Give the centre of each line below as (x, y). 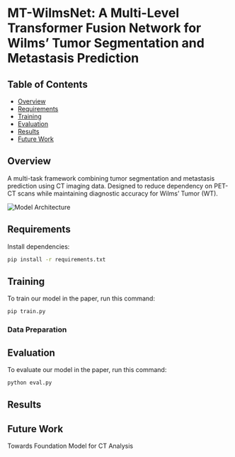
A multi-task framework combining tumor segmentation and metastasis (111, 178)
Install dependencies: (39, 247)
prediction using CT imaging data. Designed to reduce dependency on (110, 186)
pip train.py (27, 312)
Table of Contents (48, 84)
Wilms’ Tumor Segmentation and (106, 43)
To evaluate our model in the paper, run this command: (87, 369)
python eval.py (30, 383)
